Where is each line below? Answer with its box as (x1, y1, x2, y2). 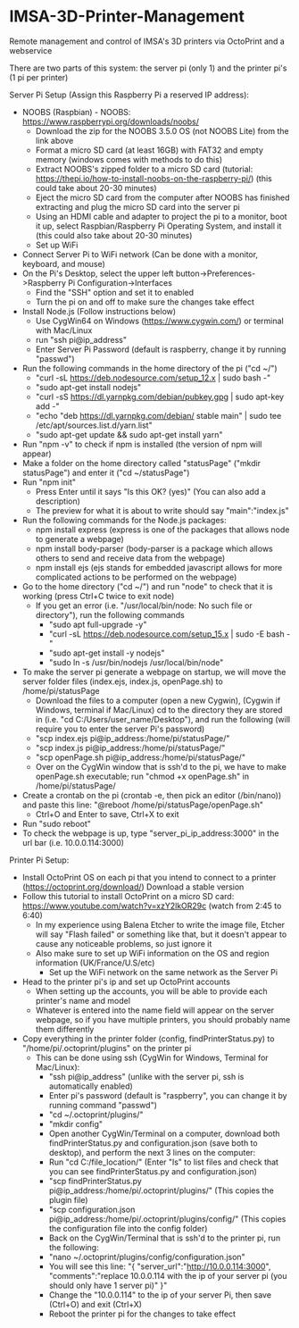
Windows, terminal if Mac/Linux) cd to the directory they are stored (35, 704, 283, 715)
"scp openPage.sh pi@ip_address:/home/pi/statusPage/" (35, 752, 245, 763)
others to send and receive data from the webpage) (35, 552, 226, 564)
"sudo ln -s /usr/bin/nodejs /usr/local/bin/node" (48, 656, 224, 667)
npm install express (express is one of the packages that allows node (35, 524, 290, 535)
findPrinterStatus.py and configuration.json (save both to (48, 1137, 258, 1148)
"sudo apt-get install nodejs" (35, 381, 142, 392)
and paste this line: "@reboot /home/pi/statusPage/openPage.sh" (21, 799, 263, 810)
